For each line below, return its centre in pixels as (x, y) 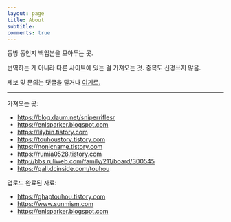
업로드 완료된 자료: (32, 183)
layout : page (26, 13)
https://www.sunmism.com (55, 204)
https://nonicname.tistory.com (60, 147)
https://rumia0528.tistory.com (59, 154)
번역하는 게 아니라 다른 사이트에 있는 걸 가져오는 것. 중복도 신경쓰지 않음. (104, 68)
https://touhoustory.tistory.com (61, 139)
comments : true (29, 33)
